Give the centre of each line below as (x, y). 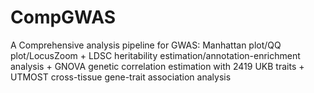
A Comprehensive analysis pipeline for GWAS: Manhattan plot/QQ (146, 45)
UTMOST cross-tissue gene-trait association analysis (121, 77)
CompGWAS (63, 17)
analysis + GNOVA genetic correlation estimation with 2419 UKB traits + (157, 66)
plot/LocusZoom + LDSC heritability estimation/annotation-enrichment (155, 55)
